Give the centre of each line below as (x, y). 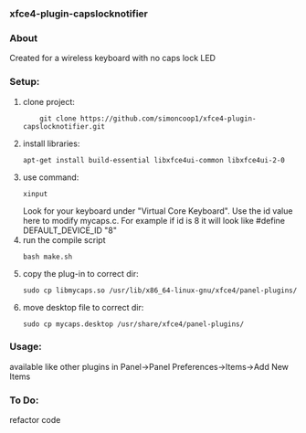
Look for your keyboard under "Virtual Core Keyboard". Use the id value (158, 211)
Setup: (25, 82)
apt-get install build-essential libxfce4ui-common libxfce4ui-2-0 (153, 160)
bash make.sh (47, 257)
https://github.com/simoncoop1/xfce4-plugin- (169, 118)
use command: (51, 177)
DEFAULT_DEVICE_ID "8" (69, 230)
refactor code (35, 420)
